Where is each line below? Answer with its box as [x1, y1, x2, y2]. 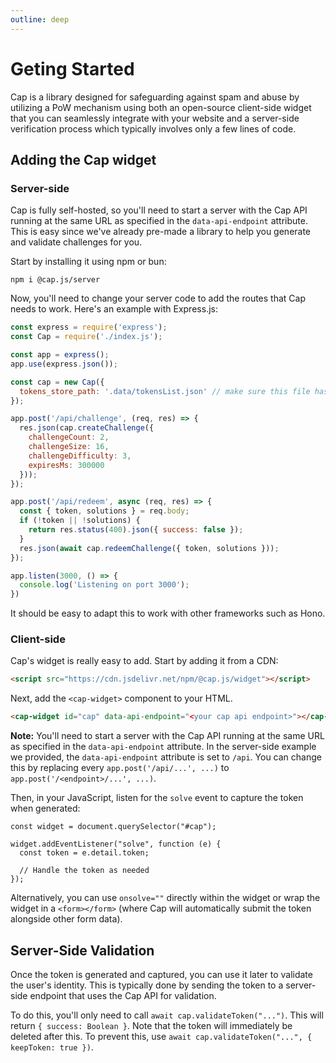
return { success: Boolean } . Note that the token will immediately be [10, 1019, 293, 1031]
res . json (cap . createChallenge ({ [19, 423, 155, 433]
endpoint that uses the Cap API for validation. [29, 989, 217, 1001]
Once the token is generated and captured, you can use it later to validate [10, 968, 313, 980]
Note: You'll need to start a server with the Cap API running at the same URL [10, 730, 325, 742]
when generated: [10, 802, 81, 815]
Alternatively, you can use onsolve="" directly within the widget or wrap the [10, 892, 321, 904]
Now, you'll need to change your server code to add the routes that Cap [10, 292, 307, 305]
